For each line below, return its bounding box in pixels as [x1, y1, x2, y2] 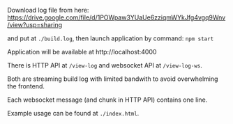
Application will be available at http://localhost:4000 [7, 48, 157, 56]
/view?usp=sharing [7, 21, 63, 29]
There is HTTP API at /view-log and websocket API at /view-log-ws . [7, 61, 202, 69]
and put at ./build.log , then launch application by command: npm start [7, 34, 214, 42]
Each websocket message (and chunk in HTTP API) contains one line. [7, 95, 208, 104]
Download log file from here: [7, 6, 89, 14]
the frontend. [7, 82, 45, 90]
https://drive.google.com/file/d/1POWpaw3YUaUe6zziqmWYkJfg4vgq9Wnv [7, 13, 226, 22]
